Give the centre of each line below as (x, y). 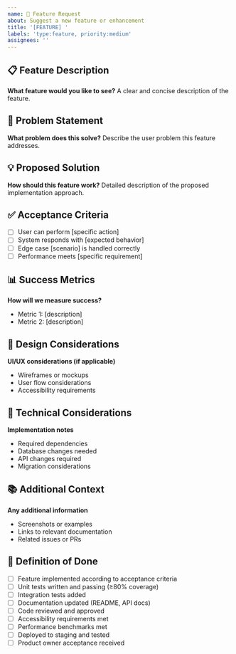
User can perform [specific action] (68, 232)
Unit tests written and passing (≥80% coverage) (88, 586)
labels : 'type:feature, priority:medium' (70, 34)
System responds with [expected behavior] (81, 240)
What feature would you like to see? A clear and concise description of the (118, 90)
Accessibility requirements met (63, 619)
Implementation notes (41, 430)
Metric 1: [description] (50, 315)
